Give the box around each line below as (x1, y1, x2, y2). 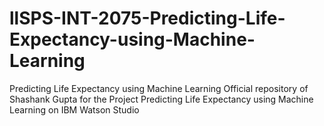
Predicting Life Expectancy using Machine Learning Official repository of (9, 82, 309, 94)
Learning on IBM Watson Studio (9, 103, 140, 116)
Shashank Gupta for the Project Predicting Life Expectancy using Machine (9, 93, 314, 105)
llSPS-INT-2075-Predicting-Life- (9, 7, 286, 30)
